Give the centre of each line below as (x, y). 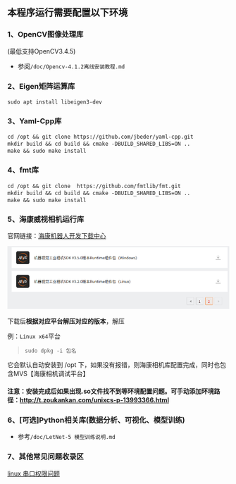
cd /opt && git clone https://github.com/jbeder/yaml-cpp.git (100, 137)
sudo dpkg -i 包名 (50, 351)
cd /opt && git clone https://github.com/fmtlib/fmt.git (94, 186)
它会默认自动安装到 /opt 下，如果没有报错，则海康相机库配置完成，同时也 (114, 365)
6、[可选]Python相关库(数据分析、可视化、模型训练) (96, 420)
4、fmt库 (23, 170)
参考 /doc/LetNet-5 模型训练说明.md (66, 437)
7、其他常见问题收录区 (46, 457)
